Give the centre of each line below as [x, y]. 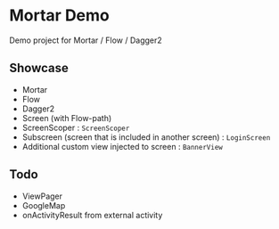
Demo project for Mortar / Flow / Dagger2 [86, 40]
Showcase [39, 68]
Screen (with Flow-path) [67, 118]
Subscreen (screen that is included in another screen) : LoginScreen [146, 137]
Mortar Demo [59, 16]
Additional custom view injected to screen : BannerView [122, 146]
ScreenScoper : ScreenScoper [76, 127]
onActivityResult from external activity [92, 215]
